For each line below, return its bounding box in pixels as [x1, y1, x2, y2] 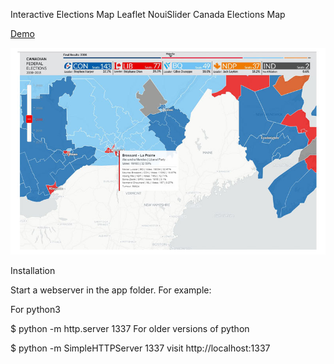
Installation [10, 264, 56, 276]
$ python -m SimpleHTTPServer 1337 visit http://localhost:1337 [10, 342, 271, 354]
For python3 [10, 303, 61, 315]
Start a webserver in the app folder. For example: [10, 284, 212, 296]
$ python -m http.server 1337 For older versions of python [10, 322, 250, 334]
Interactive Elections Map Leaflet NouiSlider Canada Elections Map [10, 9, 286, 20]
